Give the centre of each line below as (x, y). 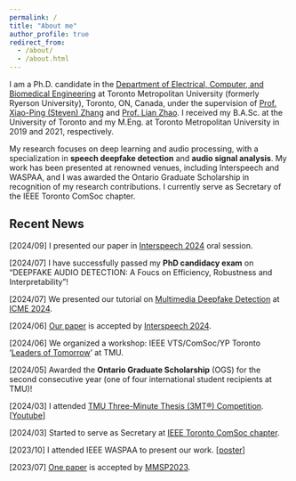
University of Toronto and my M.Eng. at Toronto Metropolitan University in (144, 122)
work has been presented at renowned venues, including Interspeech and (144, 167)
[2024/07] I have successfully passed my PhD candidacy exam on (132, 263)
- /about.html (43, 59)
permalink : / (33, 17)
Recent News (47, 224)
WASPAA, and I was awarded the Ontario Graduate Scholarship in (129, 177)
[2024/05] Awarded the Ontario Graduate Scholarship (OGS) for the (135, 370)
